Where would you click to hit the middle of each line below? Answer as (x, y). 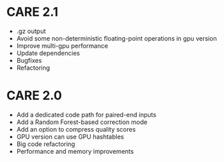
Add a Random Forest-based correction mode (82, 122)
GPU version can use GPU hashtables (70, 136)
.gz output (31, 31)
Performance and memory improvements (75, 151)
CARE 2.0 (34, 95)
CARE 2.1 (32, 12)
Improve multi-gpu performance (62, 45)
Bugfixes (29, 60)
